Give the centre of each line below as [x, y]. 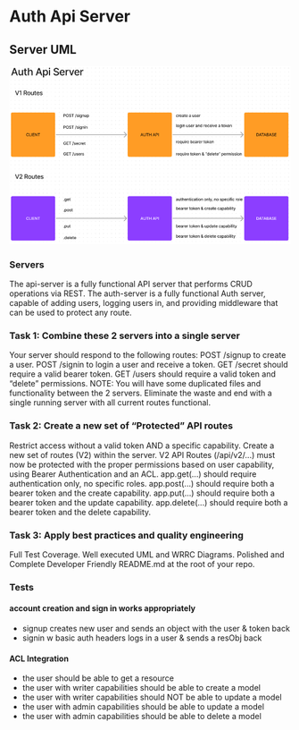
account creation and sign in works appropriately [103, 608]
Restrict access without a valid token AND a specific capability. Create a [142, 446]
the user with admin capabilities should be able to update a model [143, 707]
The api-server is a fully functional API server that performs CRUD [131, 284]
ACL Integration [39, 658]
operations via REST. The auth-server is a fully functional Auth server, [137, 293]
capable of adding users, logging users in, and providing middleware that [144, 303]
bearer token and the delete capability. [80, 512]
